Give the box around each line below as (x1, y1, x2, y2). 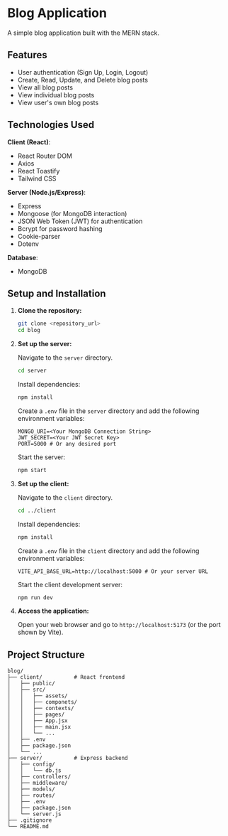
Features (7, 49, 47, 61)
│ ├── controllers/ (7, 773, 72, 781)
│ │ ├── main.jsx (7, 724, 72, 731)
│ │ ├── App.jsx (7, 717, 69, 724)
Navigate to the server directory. (17, 353, 113, 362)
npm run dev (17, 594, 53, 601)
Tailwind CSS (17, 174, 57, 183)
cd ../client (17, 507, 57, 514)
